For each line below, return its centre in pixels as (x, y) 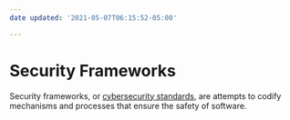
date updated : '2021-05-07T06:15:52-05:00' (93, 18)
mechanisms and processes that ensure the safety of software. (128, 105)
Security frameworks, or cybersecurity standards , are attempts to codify (145, 95)
